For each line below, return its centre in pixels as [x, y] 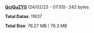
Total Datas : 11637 [24, 16]
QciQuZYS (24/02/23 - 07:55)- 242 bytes [47, 7]
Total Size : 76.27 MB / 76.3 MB [36, 26]
